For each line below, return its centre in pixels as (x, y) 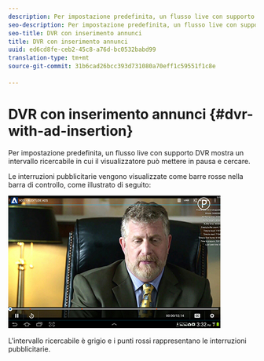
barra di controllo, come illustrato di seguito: (80, 184)
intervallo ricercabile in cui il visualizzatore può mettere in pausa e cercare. (129, 161)
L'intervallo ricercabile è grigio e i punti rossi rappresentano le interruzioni (127, 341)
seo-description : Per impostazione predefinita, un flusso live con (123, 25)
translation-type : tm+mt (49, 58)
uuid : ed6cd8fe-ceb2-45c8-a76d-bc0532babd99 (82, 50)
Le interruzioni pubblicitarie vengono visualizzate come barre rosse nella (126, 176)
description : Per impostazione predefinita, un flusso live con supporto (132, 16)
